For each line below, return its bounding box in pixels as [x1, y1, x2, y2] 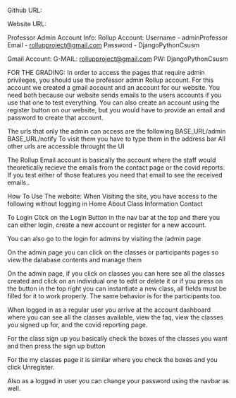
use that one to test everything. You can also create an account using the [7, 98, 220, 107]
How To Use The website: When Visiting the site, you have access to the [7, 192, 218, 200]
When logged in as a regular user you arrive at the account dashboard [7, 305, 211, 314]
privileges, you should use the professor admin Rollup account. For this [7, 76, 214, 84]
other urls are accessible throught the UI [7, 142, 125, 151]
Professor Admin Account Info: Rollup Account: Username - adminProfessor [7, 33, 228, 42]
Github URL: [7, 6, 42, 14]
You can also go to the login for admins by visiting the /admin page [7, 235, 201, 242]
